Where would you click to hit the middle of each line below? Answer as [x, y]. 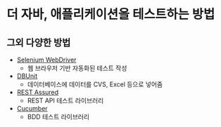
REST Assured [38, 92]
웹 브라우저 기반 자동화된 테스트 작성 [77, 68]
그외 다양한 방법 [39, 42]
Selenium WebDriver [46, 60]
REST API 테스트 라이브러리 [65, 100]
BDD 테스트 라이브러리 [58, 117]
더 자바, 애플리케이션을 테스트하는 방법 [111, 14]
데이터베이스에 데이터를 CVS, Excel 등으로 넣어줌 [95, 84]
